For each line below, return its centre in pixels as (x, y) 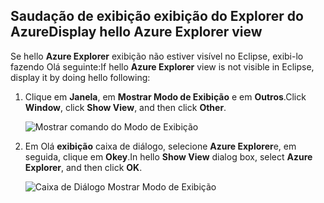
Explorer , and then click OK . (83, 167)
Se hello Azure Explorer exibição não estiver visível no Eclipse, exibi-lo (157, 56)
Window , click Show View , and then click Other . (125, 107)
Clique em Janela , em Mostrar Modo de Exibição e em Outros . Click (165, 96)
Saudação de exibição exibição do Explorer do (157, 16)
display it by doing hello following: (80, 77)
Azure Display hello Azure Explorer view (136, 32)
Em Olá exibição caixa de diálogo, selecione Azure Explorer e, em (160, 146)
